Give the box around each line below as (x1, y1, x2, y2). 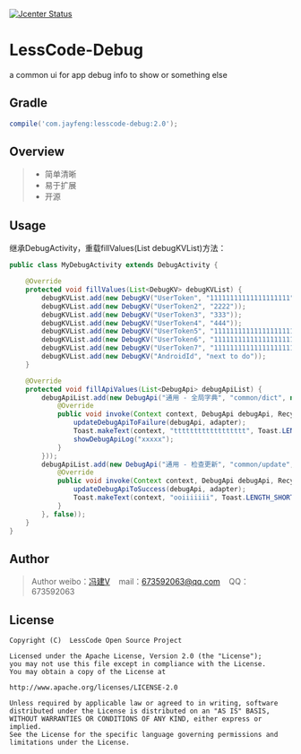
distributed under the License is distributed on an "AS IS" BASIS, (9, 706, 271, 715)
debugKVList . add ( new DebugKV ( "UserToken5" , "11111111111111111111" (41, 327, 298, 336)
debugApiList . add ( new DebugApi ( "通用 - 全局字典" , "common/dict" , (41, 393, 287, 403)
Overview (9, 144, 65, 160)
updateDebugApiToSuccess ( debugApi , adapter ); (73, 485, 246, 494)
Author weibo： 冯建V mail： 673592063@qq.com (30, 576, 221, 587)
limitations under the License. (9, 738, 130, 747)
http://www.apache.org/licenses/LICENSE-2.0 (9, 683, 178, 692)
